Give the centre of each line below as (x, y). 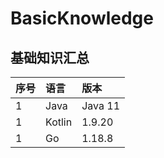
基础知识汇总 (50, 57)
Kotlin (59, 122)
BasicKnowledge (82, 18)
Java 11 (100, 105)
